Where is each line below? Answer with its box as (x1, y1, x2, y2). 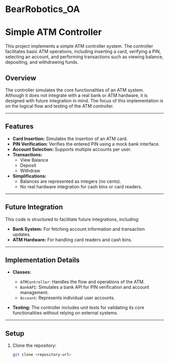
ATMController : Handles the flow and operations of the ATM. (20, 279, 145, 285)
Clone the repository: (12, 342, 57, 348)
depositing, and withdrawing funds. (5, 59, 79, 65)
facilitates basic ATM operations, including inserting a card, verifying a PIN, (5, 49, 161, 55)
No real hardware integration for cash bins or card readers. (20, 183, 142, 189)
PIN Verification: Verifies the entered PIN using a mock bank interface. (12, 141, 160, 147)
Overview (5, 74, 37, 82)
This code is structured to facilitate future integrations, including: (5, 216, 140, 222)
